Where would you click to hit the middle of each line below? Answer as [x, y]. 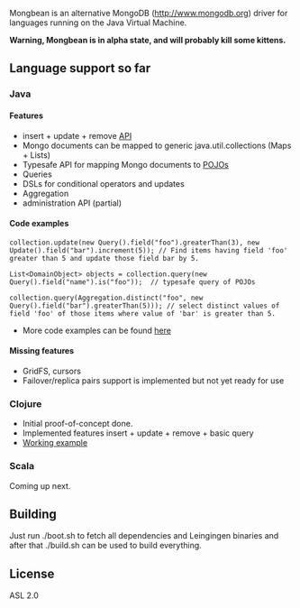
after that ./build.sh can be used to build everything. [106, 546]
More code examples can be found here [96, 330]
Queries [37, 174]
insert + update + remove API [77, 135]
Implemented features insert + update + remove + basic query [138, 433]
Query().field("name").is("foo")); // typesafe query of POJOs [132, 282]
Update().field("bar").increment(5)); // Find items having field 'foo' [149, 250]
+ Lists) [36, 155]
